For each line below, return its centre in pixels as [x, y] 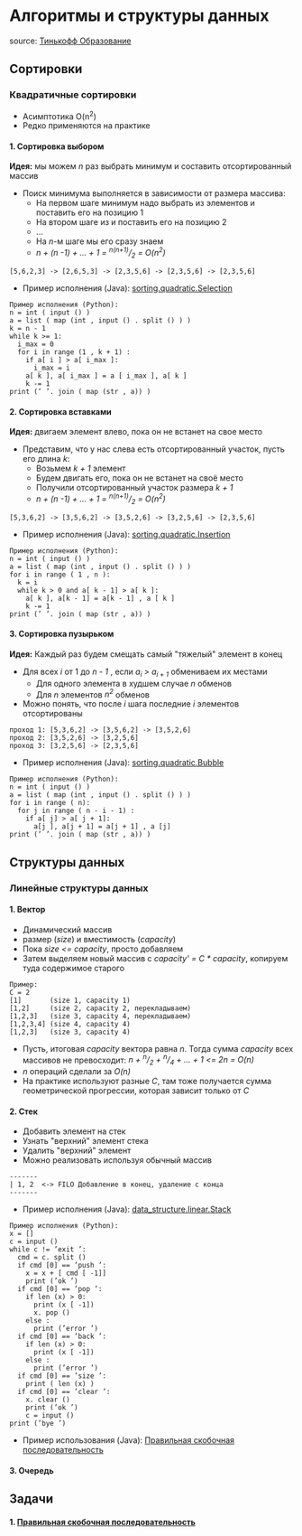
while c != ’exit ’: [48, 1250]
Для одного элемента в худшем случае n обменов [134, 683]
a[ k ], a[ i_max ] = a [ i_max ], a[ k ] [106, 376]
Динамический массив [67, 929]
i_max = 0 [36, 344]
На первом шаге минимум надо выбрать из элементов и [145, 203]
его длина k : [46, 459]
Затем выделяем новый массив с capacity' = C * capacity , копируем [155, 958]
